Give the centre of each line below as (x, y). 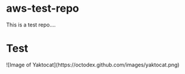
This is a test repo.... (31, 25)
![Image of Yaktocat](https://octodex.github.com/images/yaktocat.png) (93, 65)
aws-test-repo (43, 9)
